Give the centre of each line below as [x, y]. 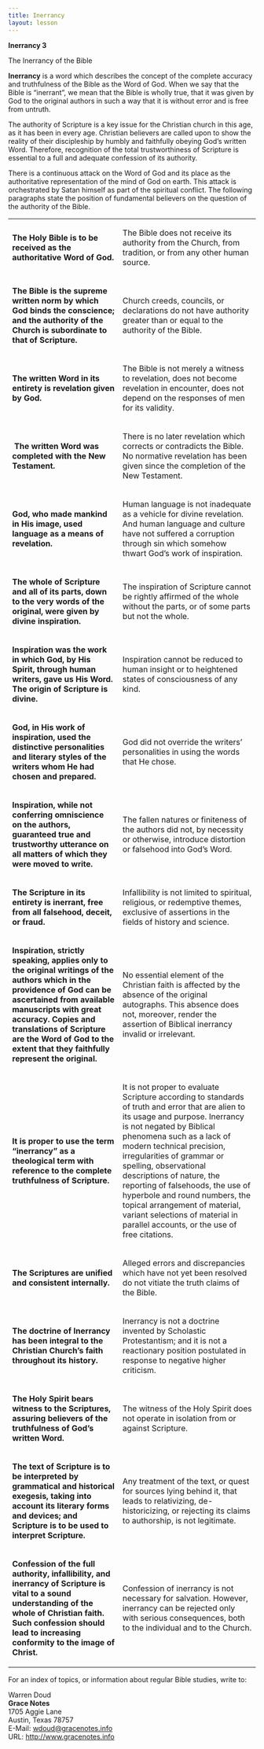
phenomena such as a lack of [176, 1136]
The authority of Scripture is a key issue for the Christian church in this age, [130, 124]
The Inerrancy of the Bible [50, 61]
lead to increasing [46, 1633]
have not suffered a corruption [178, 533]
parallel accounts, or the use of [180, 1224]
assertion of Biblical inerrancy [178, 1024]
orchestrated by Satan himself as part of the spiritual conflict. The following [130, 190]
